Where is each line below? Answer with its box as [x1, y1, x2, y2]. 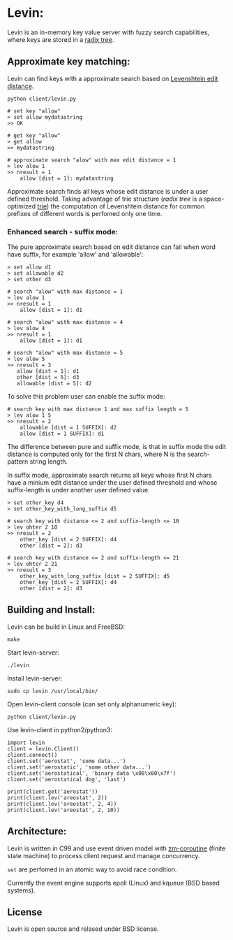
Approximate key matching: [7, 56, 130, 68]
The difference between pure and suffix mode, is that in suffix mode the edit [7, 443, 227, 451]
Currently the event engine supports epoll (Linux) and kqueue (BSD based [7, 878, 220, 887]
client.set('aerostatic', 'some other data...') [7, 764, 151, 771]
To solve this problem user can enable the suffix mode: [7, 392, 165, 401]
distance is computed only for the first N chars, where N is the [7, 450, 186, 459]
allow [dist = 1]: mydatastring [20, 175, 114, 182]
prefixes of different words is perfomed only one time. [7, 209, 163, 218]
